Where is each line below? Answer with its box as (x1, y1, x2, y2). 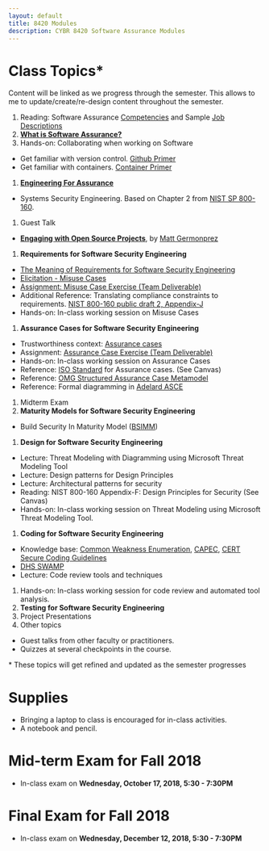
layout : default (8, 11, 63, 20)
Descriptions (19, 121, 63, 131)
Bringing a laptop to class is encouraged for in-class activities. (19, 715, 227, 725)
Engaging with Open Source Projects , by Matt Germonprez (19, 233, 219, 243)
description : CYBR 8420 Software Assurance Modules (8, 27, 185, 35)
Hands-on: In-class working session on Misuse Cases (19, 308, 199, 317)
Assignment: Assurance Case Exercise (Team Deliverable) (19, 348, 213, 358)
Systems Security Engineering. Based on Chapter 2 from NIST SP (19, 194, 238, 203)
